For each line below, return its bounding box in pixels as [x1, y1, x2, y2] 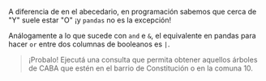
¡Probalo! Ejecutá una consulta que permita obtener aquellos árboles [28, 55, 258, 64]
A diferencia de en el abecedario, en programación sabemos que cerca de [8, 7, 257, 16]
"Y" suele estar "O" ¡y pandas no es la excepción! [8, 15, 172, 25]
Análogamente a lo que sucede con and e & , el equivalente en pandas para [8, 31, 257, 40]
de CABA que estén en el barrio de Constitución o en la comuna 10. [28, 63, 254, 73]
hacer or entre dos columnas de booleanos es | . [8, 39, 170, 49]
